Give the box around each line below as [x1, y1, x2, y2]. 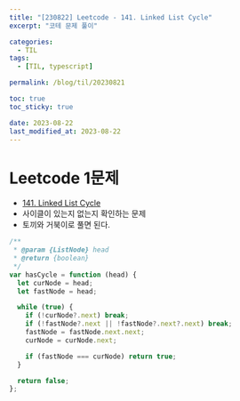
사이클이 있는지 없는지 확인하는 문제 [21, 208, 147, 219]
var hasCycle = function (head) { [9, 270, 138, 279]
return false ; [17, 376, 69, 385]
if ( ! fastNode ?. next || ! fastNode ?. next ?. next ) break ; [25, 319, 233, 329]
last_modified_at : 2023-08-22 [9, 126, 122, 136]
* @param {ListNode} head [12, 245, 109, 254]
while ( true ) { [17, 303, 74, 312]
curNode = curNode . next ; [25, 335, 117, 345]
